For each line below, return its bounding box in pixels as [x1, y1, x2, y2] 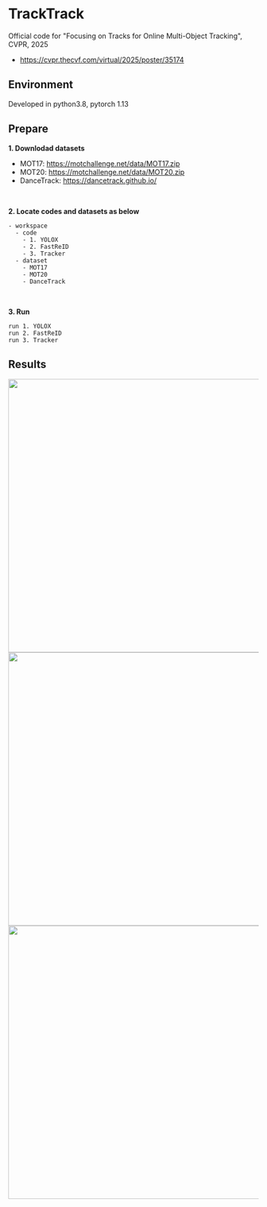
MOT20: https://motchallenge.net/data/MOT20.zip [19, 167, 185, 177]
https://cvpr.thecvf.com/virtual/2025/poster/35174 [19, 55, 184, 64]
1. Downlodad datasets [8, 143, 85, 153]
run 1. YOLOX [8, 322, 52, 330]
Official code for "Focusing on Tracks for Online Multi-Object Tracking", [8, 31, 242, 41]
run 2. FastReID [8, 329, 62, 337]
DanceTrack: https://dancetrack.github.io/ [19, 176, 157, 185]
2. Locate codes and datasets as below [8, 206, 140, 215]
